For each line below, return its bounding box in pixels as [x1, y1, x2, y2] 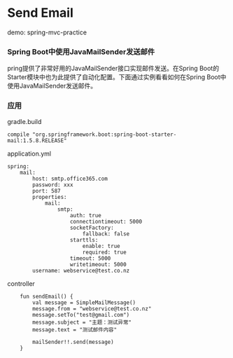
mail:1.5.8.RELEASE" [7, 137, 68, 144]
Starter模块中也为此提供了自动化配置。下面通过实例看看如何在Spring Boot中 [7, 73, 227, 81]
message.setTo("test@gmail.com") [32, 311, 130, 318]
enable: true [82, 242, 120, 249]
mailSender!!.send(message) [32, 338, 114, 345]
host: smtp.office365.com [32, 175, 108, 182]
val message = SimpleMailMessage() [32, 299, 136, 306]
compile [7, 131, 30, 138]
